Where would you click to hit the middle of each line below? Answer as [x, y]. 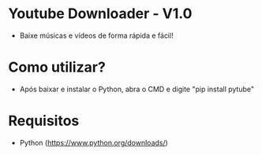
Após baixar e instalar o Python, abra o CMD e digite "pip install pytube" [137, 89]
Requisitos [44, 121]
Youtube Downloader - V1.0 [100, 14]
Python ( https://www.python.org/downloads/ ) [94, 142]
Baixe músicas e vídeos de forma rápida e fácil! [96, 35]
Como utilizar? [57, 67]
